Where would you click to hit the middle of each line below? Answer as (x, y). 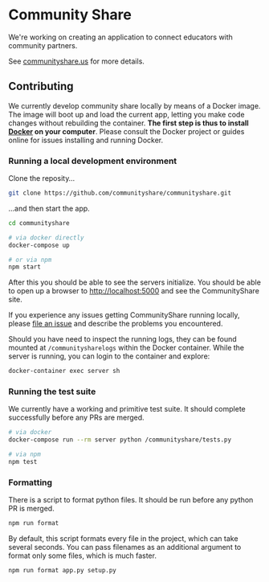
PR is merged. (31, 509)
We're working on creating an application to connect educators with (120, 37)
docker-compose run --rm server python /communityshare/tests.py (120, 440)
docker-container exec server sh (64, 371)
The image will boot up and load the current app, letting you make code (126, 114)
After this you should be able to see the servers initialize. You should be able (134, 282)
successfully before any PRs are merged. (76, 418)
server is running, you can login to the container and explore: (109, 356)
